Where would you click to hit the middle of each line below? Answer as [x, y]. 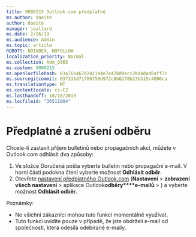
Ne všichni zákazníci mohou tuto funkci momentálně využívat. [91, 215]
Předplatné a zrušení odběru [79, 131]
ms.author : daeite [29, 17]
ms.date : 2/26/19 [28, 34]
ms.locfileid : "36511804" [38, 101]
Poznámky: [20, 203]
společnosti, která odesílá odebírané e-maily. [70, 227]
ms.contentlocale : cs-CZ [37, 90]
